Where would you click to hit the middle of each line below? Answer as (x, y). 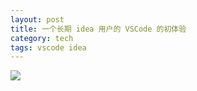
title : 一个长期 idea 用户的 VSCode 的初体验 (98, 29)
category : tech (42, 38)
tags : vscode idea (48, 47)
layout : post (37, 19)
